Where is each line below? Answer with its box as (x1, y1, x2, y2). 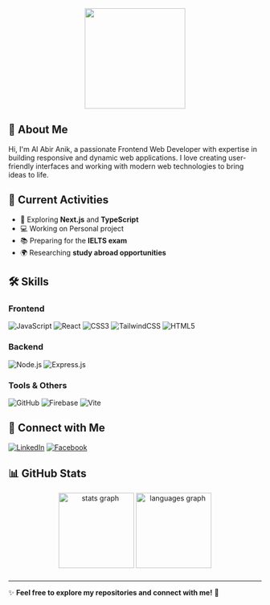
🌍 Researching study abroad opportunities (19, 247, 166, 257)
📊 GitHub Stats (8, 467, 87, 480)
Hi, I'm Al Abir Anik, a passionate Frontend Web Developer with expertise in (8, 144, 257, 153)
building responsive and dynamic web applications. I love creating (8, 153, 227, 162)
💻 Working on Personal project (19, 223, 125, 233)
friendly (8, 161, 35, 171)
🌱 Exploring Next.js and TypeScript (19, 215, 139, 224)
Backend (8, 341, 44, 353)
